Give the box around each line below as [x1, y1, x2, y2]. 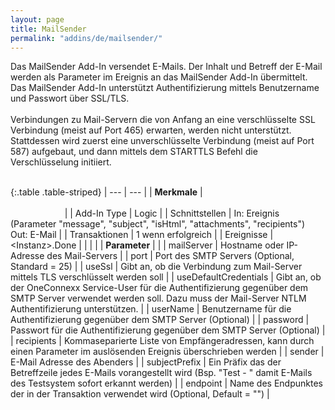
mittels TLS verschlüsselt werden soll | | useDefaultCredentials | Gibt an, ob [10, 271, 322, 283]
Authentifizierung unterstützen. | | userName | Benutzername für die [10, 303, 292, 315]
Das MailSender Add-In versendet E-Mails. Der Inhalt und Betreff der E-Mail [10, 61, 323, 73]
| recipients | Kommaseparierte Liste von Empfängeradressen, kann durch [10, 335, 315, 347]
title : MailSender [10, 24, 87, 34]
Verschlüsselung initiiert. [10, 156, 112, 168]
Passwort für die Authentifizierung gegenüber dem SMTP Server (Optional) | [10, 324, 326, 336]
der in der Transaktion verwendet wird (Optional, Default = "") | [10, 388, 270, 400]
